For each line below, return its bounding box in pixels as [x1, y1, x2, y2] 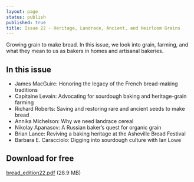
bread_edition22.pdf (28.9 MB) [6, 169, 81, 176]
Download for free [6, 154, 74, 164]
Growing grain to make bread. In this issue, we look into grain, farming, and [6, 41, 189, 48]
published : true [6, 19, 46, 25]
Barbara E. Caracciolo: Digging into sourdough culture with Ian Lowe [14, 137, 182, 144]
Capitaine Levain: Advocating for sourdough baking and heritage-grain [14, 92, 187, 100]
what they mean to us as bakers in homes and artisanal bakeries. [6, 48, 164, 55]
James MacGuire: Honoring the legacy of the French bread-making [14, 80, 178, 87]
